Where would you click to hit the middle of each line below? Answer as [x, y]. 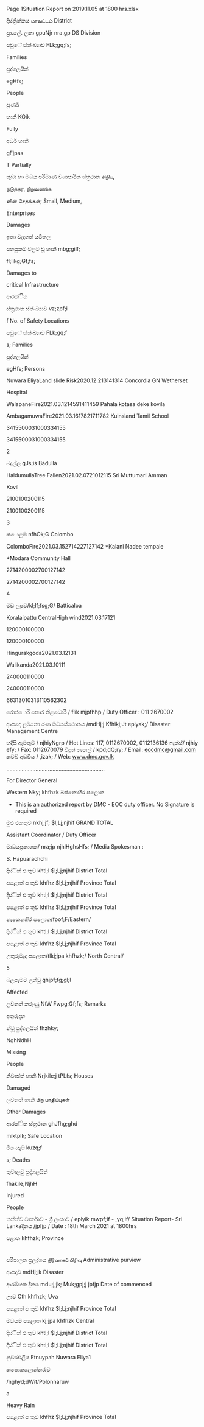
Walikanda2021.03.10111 [36, 665]
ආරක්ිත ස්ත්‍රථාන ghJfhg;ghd [42, 1124]
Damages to [22, 273]
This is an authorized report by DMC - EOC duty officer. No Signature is [105, 804]
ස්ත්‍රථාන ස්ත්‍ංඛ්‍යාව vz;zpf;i [37, 309]
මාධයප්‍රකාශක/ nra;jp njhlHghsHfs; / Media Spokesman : [75, 847]
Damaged [19, 1088]
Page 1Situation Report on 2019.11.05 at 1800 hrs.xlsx [72, 9]
